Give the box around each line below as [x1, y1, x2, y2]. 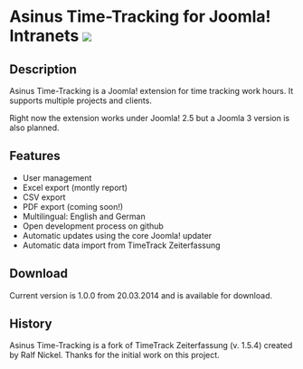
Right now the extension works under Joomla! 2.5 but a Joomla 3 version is [9, 113, 290, 123]
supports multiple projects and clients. [9, 95, 152, 106]
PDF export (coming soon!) [22, 201, 124, 212]
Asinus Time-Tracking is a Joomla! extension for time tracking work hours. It [9, 86, 294, 96]
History [9, 317, 52, 332]
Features [9, 148, 61, 164]
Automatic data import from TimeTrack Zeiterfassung [22, 240, 221, 251]
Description [9, 61, 77, 77]
